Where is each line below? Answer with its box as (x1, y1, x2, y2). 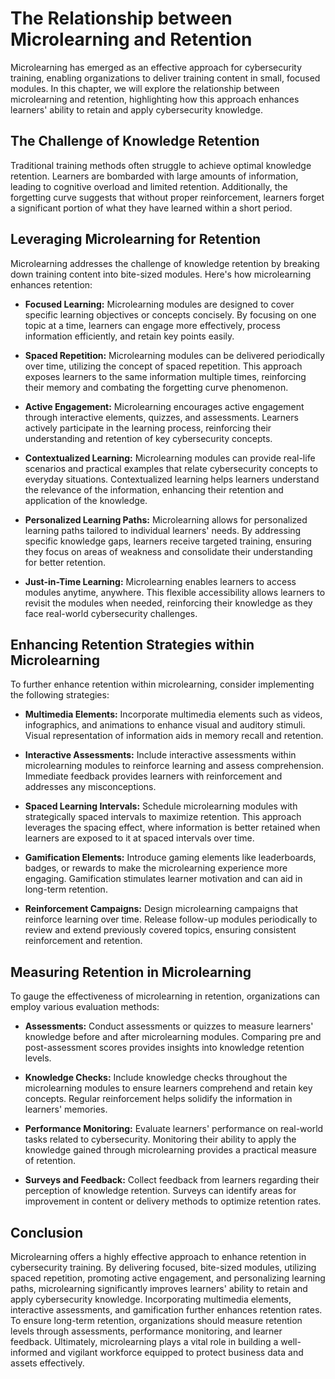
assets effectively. (10, 1357, 85, 1369)
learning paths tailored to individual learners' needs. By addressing (24, 524, 302, 536)
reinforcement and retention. (24, 935, 143, 947)
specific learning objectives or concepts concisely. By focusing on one (24, 308, 317, 321)
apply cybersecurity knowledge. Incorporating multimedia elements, (10, 1293, 292, 1305)
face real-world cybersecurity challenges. (24, 607, 198, 619)
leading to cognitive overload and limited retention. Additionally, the (10, 180, 288, 192)
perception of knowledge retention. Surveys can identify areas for (24, 1185, 297, 1197)
